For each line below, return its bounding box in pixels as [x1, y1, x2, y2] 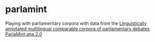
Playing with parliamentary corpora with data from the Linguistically [5, 20, 147, 26]
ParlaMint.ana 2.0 [5, 31, 42, 37]
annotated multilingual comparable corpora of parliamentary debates [5, 25, 150, 31]
